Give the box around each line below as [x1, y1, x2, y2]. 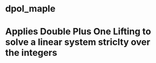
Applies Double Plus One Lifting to [5, 26, 151, 37]
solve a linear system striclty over [5, 36, 150, 48]
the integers [5, 47, 58, 58]
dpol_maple [5, 3, 56, 14]
